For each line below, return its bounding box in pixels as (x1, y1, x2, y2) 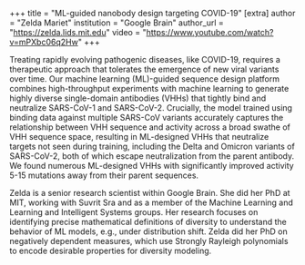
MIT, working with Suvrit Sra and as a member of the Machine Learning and (9, 197, 294, 208)
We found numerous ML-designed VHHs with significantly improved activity (9, 161, 294, 171)
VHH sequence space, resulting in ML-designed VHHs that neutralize (9, 132, 269, 142)
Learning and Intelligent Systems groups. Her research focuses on (9, 207, 259, 217)
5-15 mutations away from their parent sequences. (9, 170, 198, 181)
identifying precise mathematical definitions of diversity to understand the (9, 217, 287, 227)
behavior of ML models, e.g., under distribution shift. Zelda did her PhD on (9, 226, 289, 237)
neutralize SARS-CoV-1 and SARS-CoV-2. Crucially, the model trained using (9, 103, 293, 113)
